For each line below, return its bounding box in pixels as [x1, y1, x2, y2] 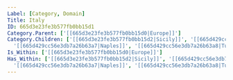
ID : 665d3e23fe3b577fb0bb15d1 [7, 23, 95, 30]
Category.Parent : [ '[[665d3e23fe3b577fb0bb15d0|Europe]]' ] [7, 29, 182, 37]
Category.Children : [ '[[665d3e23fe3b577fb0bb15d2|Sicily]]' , [7, 36, 188, 43]
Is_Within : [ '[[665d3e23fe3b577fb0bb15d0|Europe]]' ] [7, 49, 163, 56]
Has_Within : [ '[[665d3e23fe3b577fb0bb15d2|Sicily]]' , [7, 56, 166, 63]
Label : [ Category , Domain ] [7, 10, 85, 17]
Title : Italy [7, 17, 45, 24]
